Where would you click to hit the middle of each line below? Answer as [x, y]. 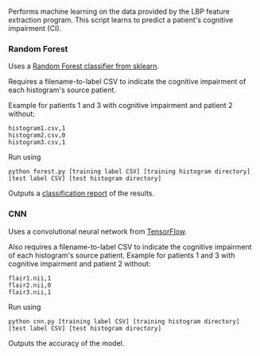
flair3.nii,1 [30, 292]
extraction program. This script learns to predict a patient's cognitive [121, 20]
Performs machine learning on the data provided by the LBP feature [119, 12]
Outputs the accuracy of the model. [66, 343]
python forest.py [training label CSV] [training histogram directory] [129, 172]
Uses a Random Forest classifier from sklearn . [84, 66]
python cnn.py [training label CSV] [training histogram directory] [124, 321]
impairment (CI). [35, 28]
